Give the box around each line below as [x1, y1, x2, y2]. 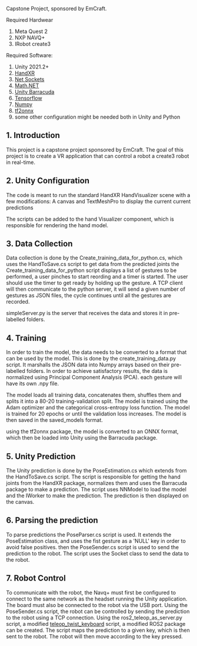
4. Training [6, 333, 46, 343]
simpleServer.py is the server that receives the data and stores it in [6, 310, 168, 317]
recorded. [6, 298, 30, 306]
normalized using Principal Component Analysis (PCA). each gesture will [6, 374, 182, 381]
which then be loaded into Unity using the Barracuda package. [6, 434, 158, 441]
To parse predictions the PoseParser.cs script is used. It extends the [6, 531, 172, 538]
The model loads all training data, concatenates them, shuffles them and [6, 392, 182, 399]
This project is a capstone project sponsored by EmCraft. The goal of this [6, 146, 184, 153]
